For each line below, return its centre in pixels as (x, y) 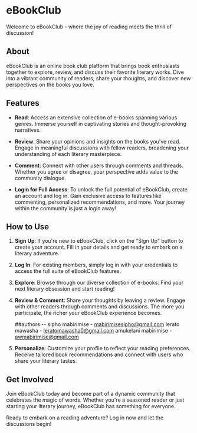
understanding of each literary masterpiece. (68, 154)
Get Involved (30, 380)
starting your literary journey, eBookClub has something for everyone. (91, 406)
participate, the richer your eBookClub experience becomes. (88, 313)
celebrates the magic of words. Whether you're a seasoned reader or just (95, 400)
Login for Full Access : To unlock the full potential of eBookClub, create (101, 189)
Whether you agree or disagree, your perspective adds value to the (96, 171)
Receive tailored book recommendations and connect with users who (99, 354)
